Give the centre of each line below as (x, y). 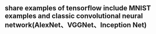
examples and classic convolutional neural (74, 16)
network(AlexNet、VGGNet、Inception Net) (76, 25)
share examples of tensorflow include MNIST (78, 8)
